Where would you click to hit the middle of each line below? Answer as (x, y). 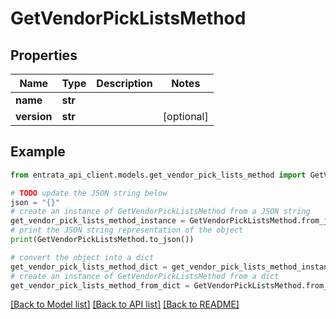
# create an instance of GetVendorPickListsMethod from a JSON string (160, 212)
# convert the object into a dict (82, 257)
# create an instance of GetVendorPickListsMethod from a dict (145, 276)
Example (38, 152)
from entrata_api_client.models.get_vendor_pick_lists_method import (158, 175)
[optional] (185, 116)
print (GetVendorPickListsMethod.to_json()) (102, 240)
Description (124, 83)
